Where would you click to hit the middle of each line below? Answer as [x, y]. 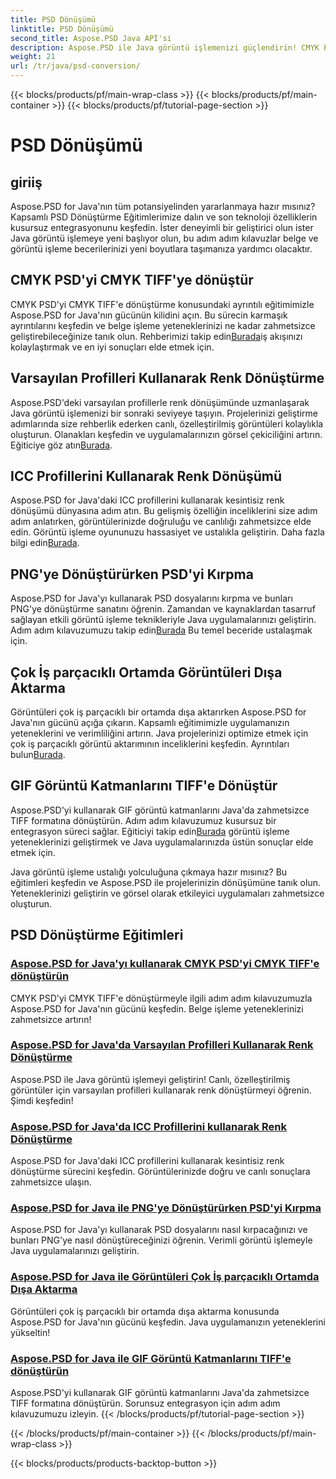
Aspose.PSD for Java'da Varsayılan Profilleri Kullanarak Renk [162, 1045]
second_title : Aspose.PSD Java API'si [91, 38]
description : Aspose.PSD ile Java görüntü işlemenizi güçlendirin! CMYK [165, 47]
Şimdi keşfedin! [42, 1100]
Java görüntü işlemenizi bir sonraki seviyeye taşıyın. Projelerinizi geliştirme [164, 413]
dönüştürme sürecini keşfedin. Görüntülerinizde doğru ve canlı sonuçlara [160, 1172]
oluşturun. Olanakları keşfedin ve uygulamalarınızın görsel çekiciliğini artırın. [166, 434]
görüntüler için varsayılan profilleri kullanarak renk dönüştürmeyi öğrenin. [161, 1090]
